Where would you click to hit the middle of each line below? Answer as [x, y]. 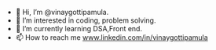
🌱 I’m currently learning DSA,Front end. [79, 29]
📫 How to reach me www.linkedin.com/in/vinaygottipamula [112, 37]
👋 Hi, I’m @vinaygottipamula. [62, 12]
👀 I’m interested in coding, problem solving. [86, 20]
